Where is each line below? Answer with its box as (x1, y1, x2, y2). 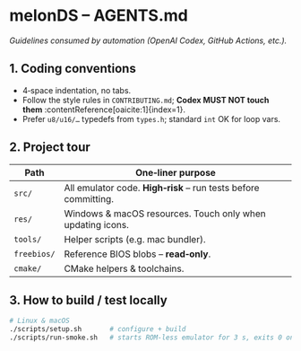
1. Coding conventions (9, 61, 136, 76)
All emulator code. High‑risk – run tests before (64, 181, 260, 194)
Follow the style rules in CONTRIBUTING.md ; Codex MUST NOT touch (21, 94, 270, 105)
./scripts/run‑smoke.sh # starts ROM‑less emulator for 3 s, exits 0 (9, 333, 282, 342)
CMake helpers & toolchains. (64, 262, 185, 275)
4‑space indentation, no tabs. (21, 84, 132, 95)
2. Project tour (9, 140, 91, 155)
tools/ (13, 234, 42, 244)
